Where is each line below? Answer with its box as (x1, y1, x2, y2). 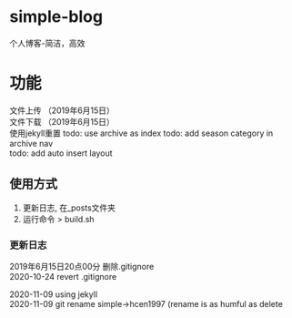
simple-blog (9, 6, 103, 27)
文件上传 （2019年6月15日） (9, 105, 116, 116)
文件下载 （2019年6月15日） (9, 116, 116, 127)
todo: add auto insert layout (9, 148, 113, 159)
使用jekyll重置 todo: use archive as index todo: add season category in (9, 128, 274, 138)
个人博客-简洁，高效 (9, 37, 86, 48)
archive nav (9, 138, 54, 149)
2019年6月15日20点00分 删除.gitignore (9, 261, 155, 272)
